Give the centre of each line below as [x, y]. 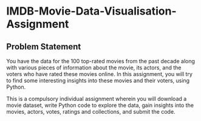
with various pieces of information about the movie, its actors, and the [94, 67]
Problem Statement [44, 47]
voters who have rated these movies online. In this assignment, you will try [100, 74]
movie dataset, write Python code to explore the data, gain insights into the [100, 105]
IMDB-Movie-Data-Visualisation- [92, 11]
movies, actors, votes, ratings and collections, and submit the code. [91, 112]
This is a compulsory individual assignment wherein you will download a [97, 99]
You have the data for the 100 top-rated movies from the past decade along [101, 61]
